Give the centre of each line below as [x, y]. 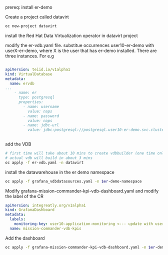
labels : [18, 219]
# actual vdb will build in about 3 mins [49, 158]
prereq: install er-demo [29, 7]
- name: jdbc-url [41, 125]
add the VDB [18, 144]
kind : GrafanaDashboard [30, 210]
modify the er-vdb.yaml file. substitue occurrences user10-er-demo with [80, 45]
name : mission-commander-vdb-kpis [45, 228]
